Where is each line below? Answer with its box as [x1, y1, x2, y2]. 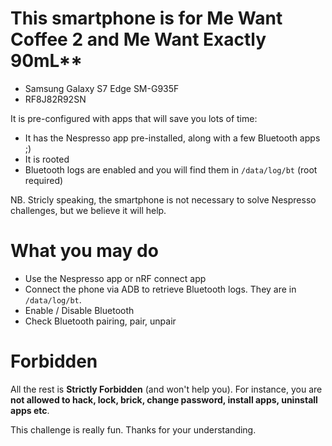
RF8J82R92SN [24, 93, 87, 105]
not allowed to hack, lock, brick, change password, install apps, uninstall [10, 393, 318, 406]
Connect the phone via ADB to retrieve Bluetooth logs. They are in [24, 283, 297, 295]
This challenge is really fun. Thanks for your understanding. [10, 423, 257, 436]
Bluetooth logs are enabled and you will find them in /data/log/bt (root [24, 163, 318, 176]
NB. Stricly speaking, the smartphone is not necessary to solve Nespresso [10, 193, 317, 206]
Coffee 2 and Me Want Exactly [10, 28, 267, 51]
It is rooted [24, 153, 70, 165]
